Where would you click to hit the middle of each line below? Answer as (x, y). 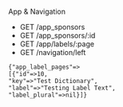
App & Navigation (37, 12)
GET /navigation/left (53, 52)
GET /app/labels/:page (57, 44)
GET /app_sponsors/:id (58, 36)
